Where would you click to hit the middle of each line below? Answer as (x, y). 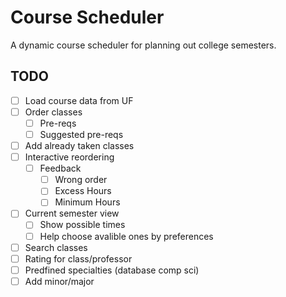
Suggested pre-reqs (81, 134)
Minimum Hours (87, 202)
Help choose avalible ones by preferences (126, 236)
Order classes (53, 112)
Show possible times (82, 225)
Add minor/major (59, 281)
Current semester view (72, 213)
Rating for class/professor (78, 258)
